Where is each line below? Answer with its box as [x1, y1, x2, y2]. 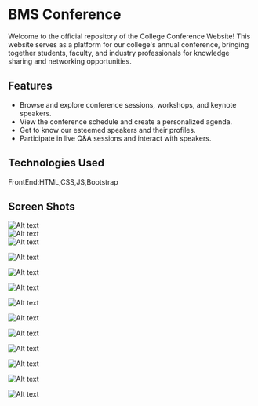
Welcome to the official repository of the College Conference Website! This [8, 31, 251, 41]
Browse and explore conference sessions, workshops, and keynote [19, 100, 237, 109]
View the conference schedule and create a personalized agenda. [19, 116, 233, 126]
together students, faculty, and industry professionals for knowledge [8, 48, 230, 57]
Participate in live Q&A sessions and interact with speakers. [19, 134, 212, 143]
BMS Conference [8, 5, 122, 24]
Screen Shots [8, 199, 76, 213]
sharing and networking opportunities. [8, 57, 132, 66]
